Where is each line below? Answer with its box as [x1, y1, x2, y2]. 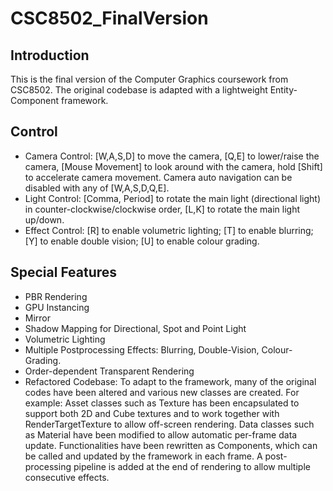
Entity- [269, 84, 298, 96]
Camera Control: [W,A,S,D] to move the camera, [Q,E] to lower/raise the [24, 150, 320, 162]
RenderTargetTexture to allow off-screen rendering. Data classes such [24, 418, 315, 430]
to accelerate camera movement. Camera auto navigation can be [24, 171, 293, 183]
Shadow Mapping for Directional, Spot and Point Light [24, 322, 247, 334]
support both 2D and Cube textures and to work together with [24, 407, 280, 419]
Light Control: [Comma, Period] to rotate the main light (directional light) [24, 192, 322, 204]
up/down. [24, 213, 65, 226]
